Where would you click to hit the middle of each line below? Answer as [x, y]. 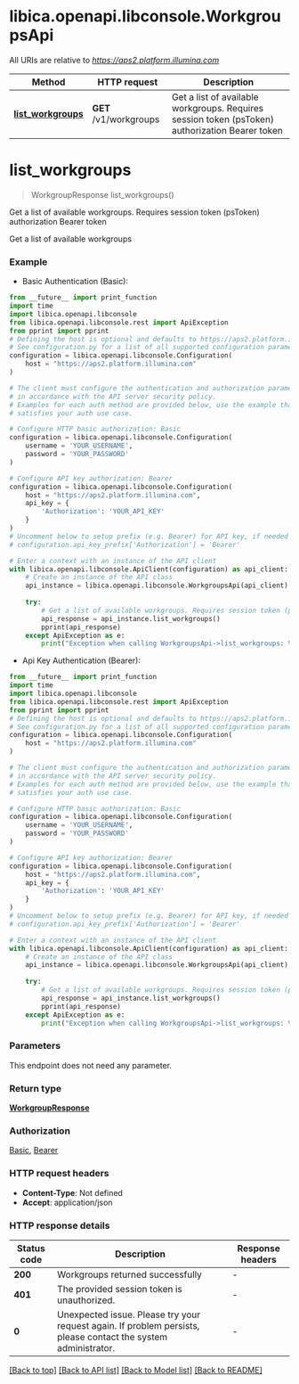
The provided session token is [120, 1289]
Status [31, 1248]
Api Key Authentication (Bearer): [81, 660]
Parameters [35, 1046]
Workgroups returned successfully [130, 1274]
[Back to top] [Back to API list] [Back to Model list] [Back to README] [136, 1370]
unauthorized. [86, 1300]
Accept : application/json [67, 1202]
